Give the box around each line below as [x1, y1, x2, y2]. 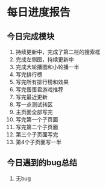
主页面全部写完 [15, 109, 53, 115]
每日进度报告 [7, 5, 71, 19]
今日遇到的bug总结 [7, 157, 78, 168]
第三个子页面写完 [15, 131, 58, 138]
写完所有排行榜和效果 [15, 79, 69, 85]
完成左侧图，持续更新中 [15, 56, 74, 63]
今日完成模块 [7, 31, 55, 41]
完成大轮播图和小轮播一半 [15, 64, 79, 70]
